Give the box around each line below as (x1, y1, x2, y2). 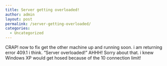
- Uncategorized (10, 30, 44, 35)
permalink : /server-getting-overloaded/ (5, 21, 92, 26)
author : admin (5, 12, 35, 17)
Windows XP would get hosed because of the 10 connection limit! (5, 55, 141, 60)
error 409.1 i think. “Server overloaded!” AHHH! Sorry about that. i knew (5, 49, 154, 55)
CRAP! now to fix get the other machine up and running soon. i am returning (5, 44, 162, 50)
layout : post (5, 16, 33, 21)
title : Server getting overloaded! (5, 7, 80, 12)
